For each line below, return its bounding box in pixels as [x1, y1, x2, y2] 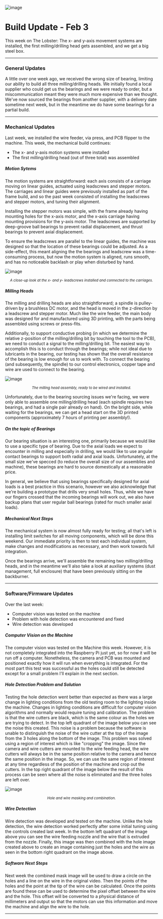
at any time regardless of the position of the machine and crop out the [5, 761, 145, 767]
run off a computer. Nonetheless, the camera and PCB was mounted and [5, 655, 150, 661]
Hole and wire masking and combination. [47, 795, 116, 801]
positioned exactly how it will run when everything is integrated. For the [5, 660, 148, 666]
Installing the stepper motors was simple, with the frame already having [5, 208, 148, 214]
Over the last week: [5, 601, 44, 607]
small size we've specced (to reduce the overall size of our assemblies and [5, 459, 155, 465]
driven [5, 305, 18, 311]
